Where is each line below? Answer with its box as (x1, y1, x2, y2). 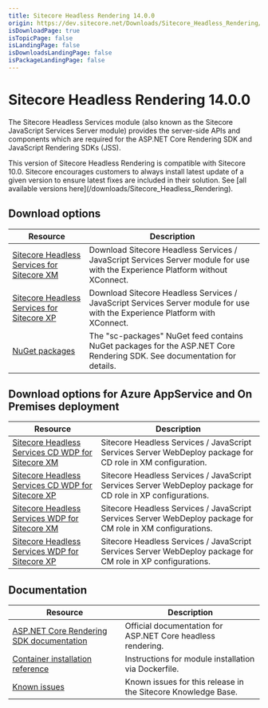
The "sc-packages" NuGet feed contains (89, 330, 243, 341)
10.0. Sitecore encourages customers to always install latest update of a (8, 166, 245, 176)
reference (12, 663, 49, 674)
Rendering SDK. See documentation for (89, 350, 237, 361)
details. (89, 360, 116, 371)
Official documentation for (124, 621, 223, 632)
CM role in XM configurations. (100, 523, 213, 534)
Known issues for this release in (124, 677, 245, 688)
